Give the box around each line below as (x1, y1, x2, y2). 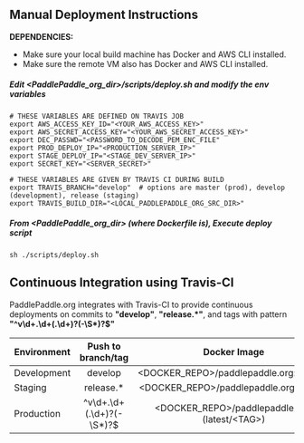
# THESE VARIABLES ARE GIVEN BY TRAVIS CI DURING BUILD (9, 175, 224, 184)
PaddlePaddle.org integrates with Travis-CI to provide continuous (9, 299, 253, 310)
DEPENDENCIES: (9, 31, 74, 42)
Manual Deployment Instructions (9, 7, 199, 23)
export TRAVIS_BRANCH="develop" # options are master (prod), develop (9, 183, 285, 192)
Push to (87, 340, 121, 352)
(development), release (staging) (9, 190, 140, 200)
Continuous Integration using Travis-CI (9, 275, 234, 291)
